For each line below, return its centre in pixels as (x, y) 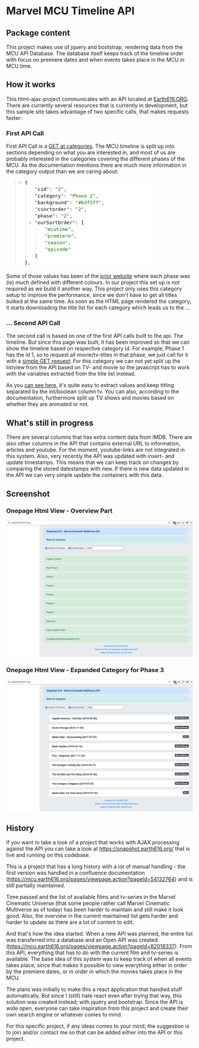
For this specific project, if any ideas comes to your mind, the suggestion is (98, 1026)
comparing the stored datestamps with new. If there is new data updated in (98, 469)
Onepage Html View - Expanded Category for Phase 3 (85, 670)
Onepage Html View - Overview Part (59, 511)
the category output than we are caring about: (62, 172)
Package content (38, 33)
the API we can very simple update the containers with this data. (85, 475)
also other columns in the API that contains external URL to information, (93, 444)
